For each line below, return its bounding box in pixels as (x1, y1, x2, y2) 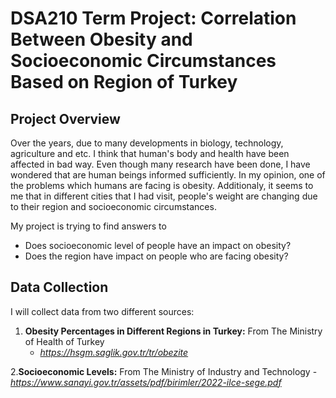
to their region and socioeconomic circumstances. (10, 201, 217, 212)
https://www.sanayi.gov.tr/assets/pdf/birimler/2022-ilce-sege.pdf (10, 376, 282, 388)
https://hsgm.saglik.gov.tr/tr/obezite (39, 346, 189, 358)
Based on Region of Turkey (10, 71, 238, 94)
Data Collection (10, 279, 109, 296)
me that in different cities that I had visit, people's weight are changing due (10, 190, 318, 202)
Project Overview (10, 110, 121, 127)
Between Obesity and (10, 28, 193, 51)
